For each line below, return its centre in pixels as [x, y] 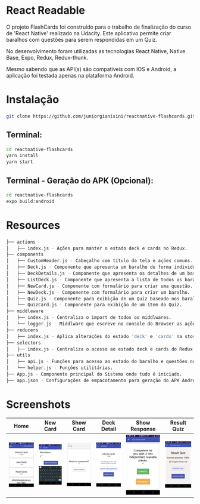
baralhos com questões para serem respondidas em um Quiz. [82, 39]
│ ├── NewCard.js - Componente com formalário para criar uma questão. [100, 286]
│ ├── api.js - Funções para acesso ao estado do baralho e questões [97, 362]
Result [178, 423]
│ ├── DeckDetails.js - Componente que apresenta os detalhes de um [96, 273]
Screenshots [38, 404]
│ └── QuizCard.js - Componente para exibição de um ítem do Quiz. [94, 305]
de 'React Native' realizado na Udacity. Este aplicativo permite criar [89, 33]
